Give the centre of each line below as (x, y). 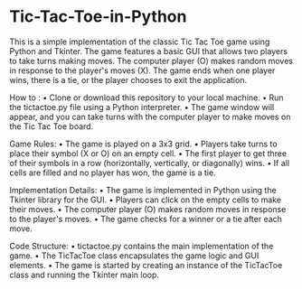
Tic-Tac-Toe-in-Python (98, 17)
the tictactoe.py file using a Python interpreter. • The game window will (142, 107)
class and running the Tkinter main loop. (85, 275)
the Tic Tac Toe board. (52, 126)
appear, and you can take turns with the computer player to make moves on (150, 117)
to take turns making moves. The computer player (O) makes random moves (151, 61)
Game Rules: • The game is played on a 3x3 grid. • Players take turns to (143, 144)
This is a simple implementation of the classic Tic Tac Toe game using (140, 42)
